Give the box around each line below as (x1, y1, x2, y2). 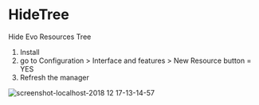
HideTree (8, 6, 69, 24)
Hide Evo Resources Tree (8, 32, 92, 41)
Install (19, 47, 40, 56)
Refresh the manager (19, 72, 89, 82)
